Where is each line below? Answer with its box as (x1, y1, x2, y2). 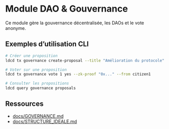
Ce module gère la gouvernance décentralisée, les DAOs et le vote (5, 20, 145, 26)
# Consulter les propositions (5, 81, 70, 86)
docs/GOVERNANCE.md (12, 113, 64, 119)
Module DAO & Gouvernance (5, 3, 128, 15)
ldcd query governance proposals (5, 85, 76, 91)
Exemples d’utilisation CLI (5, 40, 89, 49)
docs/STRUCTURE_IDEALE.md (12, 118, 77, 124)
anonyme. (5, 25, 26, 31)
